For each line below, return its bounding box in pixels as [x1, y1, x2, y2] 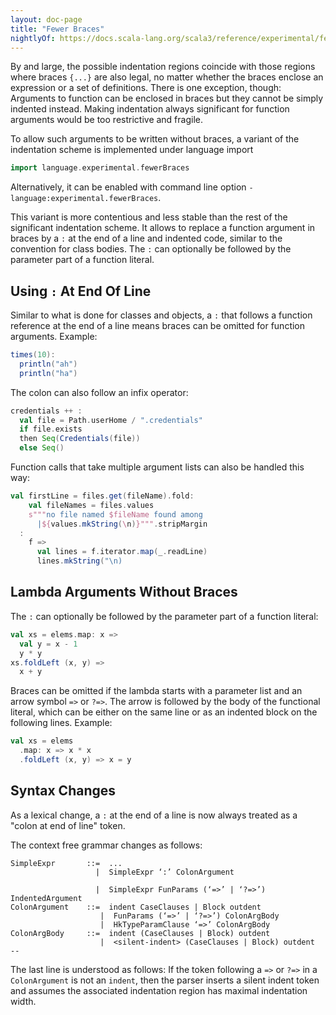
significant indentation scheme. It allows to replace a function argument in [10, 222, 316, 234]
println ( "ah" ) [19, 359, 78, 369]
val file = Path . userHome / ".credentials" [19, 415, 203, 425]
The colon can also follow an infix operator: [10, 386, 189, 398]
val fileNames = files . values [28, 500, 155, 510]
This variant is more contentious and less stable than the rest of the [10, 211, 288, 223]
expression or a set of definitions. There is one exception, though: [10, 82, 282, 94]
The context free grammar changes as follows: [10, 839, 203, 851]
